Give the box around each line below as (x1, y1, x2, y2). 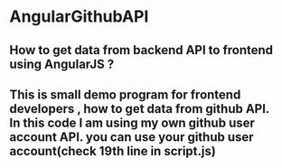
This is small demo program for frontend (9, 87, 241, 102)
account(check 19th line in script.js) (9, 143, 217, 159)
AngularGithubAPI (9, 6, 149, 27)
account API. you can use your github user (9, 129, 255, 145)
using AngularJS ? (9, 56, 115, 71)
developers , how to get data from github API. (9, 101, 270, 117)
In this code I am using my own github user (9, 115, 256, 130)
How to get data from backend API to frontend (9, 42, 274, 58)
